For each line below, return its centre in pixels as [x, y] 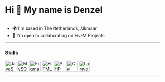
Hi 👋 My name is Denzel [54, 10]
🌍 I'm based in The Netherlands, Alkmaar [55, 28]
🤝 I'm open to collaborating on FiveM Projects [58, 35]
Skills [12, 52]
